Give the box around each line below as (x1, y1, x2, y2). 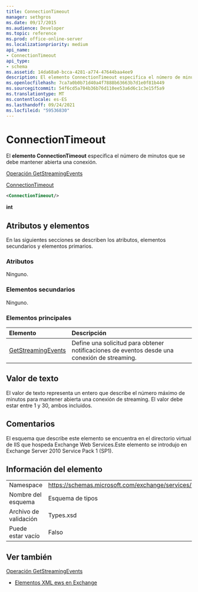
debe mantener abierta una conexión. (6, 159, 97, 166)
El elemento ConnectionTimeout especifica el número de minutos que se (6, 152, 186, 159)
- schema (6, 63, 28, 70)
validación (9, 515, 38, 523)
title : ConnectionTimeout (6, 8, 70, 15)
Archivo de (9, 508, 39, 516)
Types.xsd (48, 511, 77, 519)
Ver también (6, 552, 52, 562)
